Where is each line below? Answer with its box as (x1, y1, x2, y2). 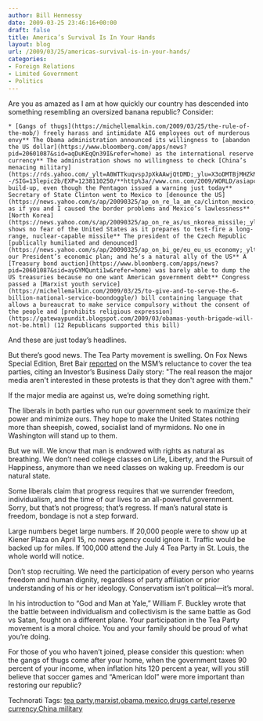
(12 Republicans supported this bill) (53, 321, 180, 330)
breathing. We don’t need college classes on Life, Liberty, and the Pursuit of (8, 454, 253, 464)
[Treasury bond (8, 260, 58, 268)
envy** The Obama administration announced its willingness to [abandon (8, 136, 250, 144)
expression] (134, 308, 174, 315)
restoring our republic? (8, 680, 82, 690)
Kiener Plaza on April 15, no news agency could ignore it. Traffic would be (8, 534, 246, 544)
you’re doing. (8, 632, 51, 641)
